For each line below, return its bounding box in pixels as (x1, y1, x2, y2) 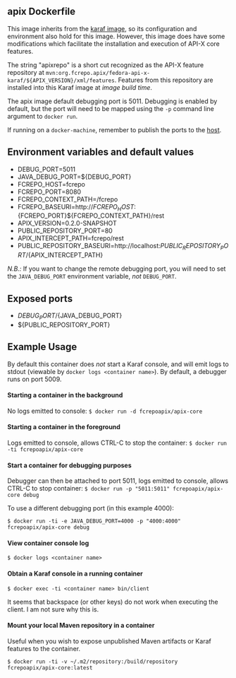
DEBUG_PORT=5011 (17, 165, 76, 173)
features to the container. (7, 644, 81, 653)
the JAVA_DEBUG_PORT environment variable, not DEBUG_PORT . (7, 272, 177, 281)
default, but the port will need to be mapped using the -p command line (7, 104, 215, 112)
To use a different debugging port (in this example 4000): (7, 504, 174, 513)
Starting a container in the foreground (7, 423, 121, 431)
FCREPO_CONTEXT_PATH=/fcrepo (17, 194, 118, 204)
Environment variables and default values (7, 146, 194, 158)
